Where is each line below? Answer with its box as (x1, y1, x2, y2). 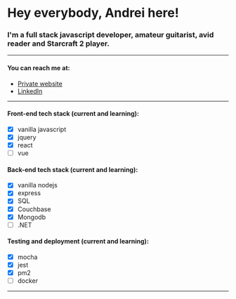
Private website (17, 79, 63, 88)
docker (17, 277, 39, 285)
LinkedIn (17, 86, 43, 95)
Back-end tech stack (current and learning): (7, 165, 138, 173)
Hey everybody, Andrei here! (7, 5, 179, 21)
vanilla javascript (17, 125, 67, 133)
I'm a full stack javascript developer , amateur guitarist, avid (7, 30, 214, 40)
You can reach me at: (7, 64, 70, 72)
